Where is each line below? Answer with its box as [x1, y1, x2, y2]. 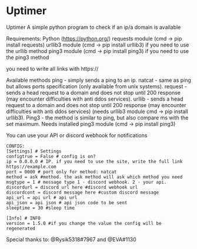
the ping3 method [6, 54, 49, 61]
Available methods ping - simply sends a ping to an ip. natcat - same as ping [6, 77, 191, 84]
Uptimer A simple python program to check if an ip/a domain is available [6, 24, 181, 31]
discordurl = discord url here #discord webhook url [6, 184, 138, 190]
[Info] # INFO [6, 215, 41, 221]
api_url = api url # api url [6, 194, 78, 201]
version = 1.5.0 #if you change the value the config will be [6, 220, 162, 226]
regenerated [6, 225, 35, 231]
